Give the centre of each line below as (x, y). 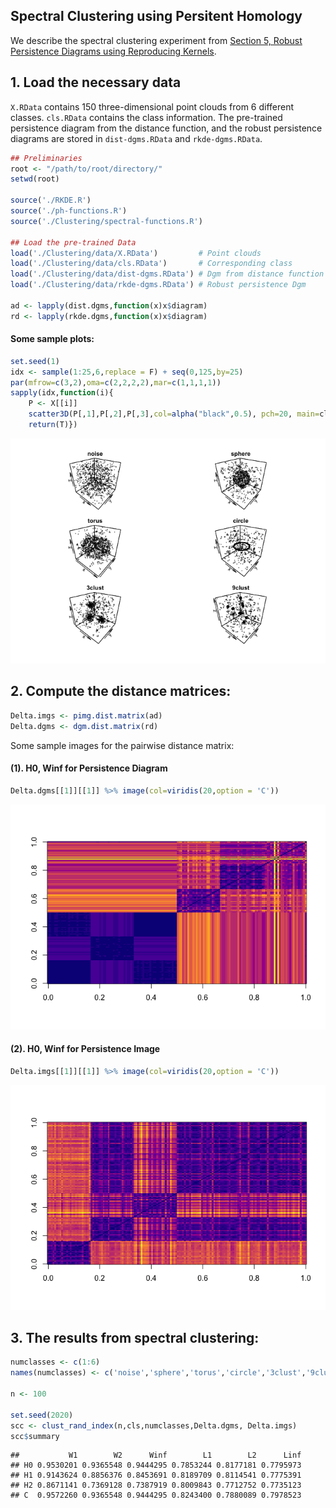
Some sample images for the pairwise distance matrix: (122, 745)
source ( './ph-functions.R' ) (69, 211)
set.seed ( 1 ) (35, 361)
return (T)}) (53, 425)
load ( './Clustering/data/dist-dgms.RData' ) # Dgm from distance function (167, 274)
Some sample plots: (52, 339)
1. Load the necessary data (96, 82)
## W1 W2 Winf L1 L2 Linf (156, 1455)
